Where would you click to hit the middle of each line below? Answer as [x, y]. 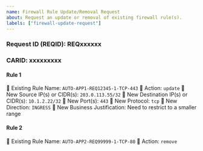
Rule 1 [14, 75]
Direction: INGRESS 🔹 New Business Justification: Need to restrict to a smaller [101, 108]
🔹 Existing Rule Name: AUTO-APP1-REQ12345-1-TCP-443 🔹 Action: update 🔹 [96, 88]
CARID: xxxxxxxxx [34, 60]
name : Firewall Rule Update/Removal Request [63, 12]
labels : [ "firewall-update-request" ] [54, 23]
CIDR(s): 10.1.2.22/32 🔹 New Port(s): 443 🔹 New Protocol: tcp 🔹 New [92, 101]
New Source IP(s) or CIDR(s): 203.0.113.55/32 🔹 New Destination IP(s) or [97, 95]
